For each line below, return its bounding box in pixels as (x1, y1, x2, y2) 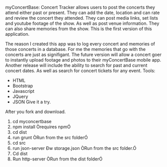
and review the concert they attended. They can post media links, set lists (5, 15, 158, 21)
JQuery (12, 93, 29, 99)
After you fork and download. (5, 108, 66, 115)
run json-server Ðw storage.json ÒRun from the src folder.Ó (12, 145, 137, 151)
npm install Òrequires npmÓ (12, 124, 71, 130)
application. (5, 31, 30, 37)
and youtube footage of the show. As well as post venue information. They (5, 20, 159, 26)
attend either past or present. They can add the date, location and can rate (5, 10, 160, 16)
